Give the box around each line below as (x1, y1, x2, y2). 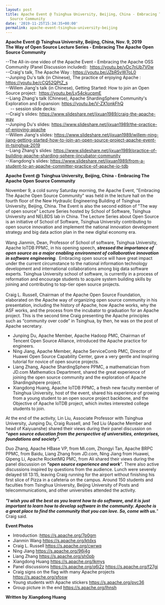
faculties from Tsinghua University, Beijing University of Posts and (5, 482, 139, 488)
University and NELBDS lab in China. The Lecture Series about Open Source (5, 214, 159, 220)
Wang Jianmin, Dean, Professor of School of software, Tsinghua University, (5, 240, 158, 246)
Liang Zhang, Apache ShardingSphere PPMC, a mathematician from (12, 364, 150, 370)
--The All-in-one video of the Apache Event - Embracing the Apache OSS (5, 59, 154, 65)
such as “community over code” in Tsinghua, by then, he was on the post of (5, 318, 159, 324)
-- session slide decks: (10, 106, 57, 112)
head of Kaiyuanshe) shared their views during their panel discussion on (5, 426, 152, 432)
